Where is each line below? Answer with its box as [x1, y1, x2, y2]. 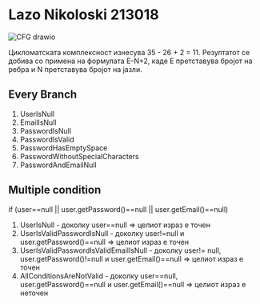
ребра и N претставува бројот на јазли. [8, 64, 142, 74]
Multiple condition [8, 183, 102, 197]
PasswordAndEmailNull [19, 160, 98, 170]
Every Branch [8, 88, 78, 102]
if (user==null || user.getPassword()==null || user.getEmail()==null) [8, 204, 229, 214]
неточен [19, 288, 49, 298]
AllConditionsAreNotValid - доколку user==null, [19, 270, 178, 281]
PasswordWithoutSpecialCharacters [19, 151, 140, 161]
